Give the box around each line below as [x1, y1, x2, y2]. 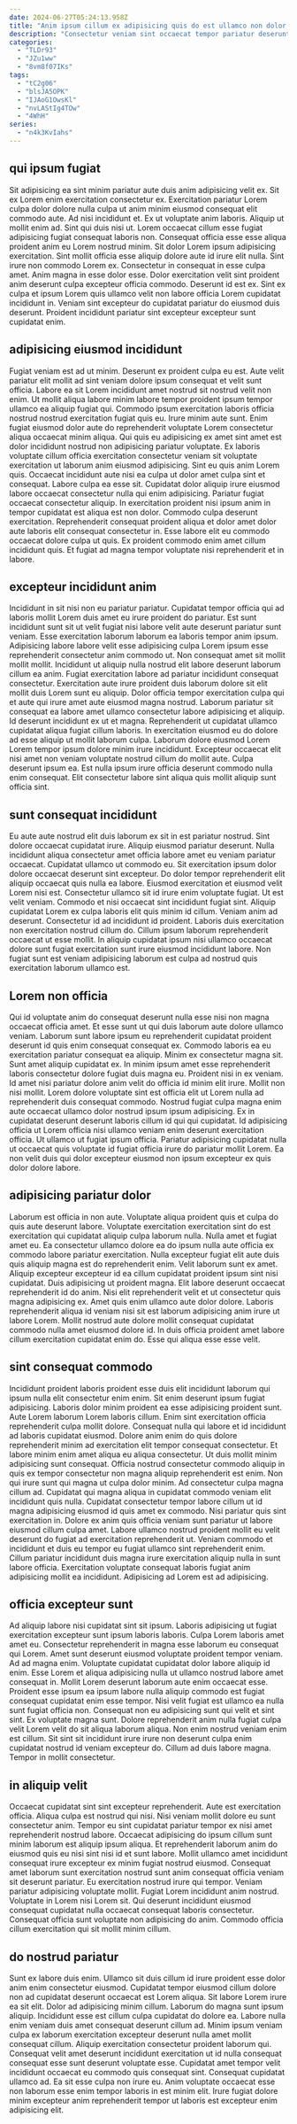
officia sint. [9, 781, 50, 793]
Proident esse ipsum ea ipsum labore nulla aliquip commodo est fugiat [9, 1686, 265, 1697]
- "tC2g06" [17, 79, 57, 88]
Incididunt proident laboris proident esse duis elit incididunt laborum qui [9, 1383, 271, 1393]
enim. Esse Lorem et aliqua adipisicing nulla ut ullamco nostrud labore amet [9, 1667, 285, 1678]
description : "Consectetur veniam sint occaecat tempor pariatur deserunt [9, 29, 291, 38]
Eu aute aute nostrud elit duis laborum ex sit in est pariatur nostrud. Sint [9, 831, 270, 841]
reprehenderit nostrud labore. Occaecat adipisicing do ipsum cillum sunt [9, 1830, 272, 1841]
